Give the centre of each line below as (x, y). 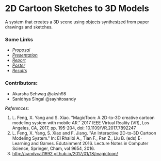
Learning (21, 143)
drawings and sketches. (29, 27)
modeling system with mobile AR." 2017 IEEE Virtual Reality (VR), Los (80, 123)
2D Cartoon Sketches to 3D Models (77, 8)
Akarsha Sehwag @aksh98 (39, 94)
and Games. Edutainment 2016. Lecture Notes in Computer (90, 143)
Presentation (25, 55)
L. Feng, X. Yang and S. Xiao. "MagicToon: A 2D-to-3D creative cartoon (83, 117)
